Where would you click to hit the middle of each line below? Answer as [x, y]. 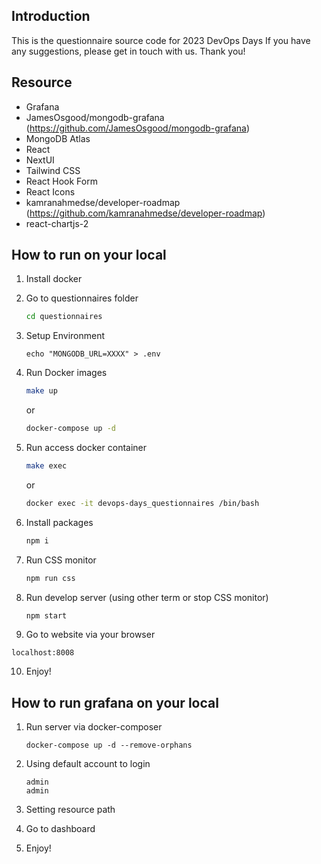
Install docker [54, 279]
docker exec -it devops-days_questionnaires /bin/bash [142, 503]
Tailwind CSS [53, 170]
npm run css [50, 578]
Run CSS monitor [61, 560]
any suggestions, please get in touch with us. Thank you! [128, 51]
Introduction [51, 16]
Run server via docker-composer [94, 727]
